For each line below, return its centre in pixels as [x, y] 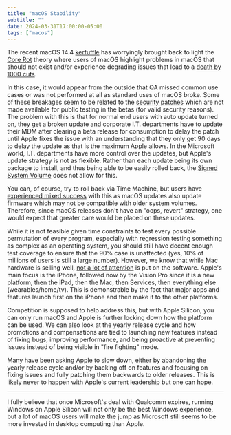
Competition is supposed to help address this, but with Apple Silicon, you [111, 310]
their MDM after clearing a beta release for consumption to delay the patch [113, 131]
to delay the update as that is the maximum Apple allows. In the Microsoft [111, 146]
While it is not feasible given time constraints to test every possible [102, 231]
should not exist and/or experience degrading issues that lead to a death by [114, 67]
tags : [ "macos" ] [30, 33]
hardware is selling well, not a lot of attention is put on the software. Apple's [114, 268]
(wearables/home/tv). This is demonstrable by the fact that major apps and [113, 290]
